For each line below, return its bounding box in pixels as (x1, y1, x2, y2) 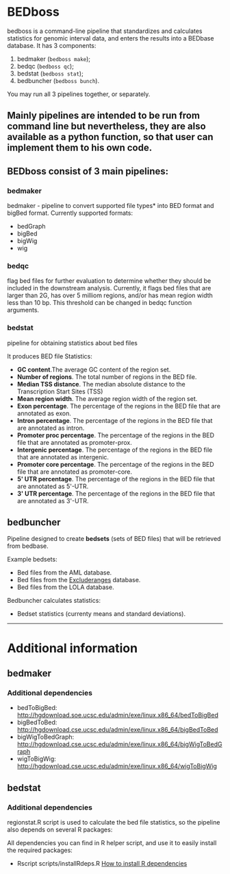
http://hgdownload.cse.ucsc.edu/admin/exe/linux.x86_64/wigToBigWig (16, 762, 218, 770)
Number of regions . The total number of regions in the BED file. (16, 372, 197, 381)
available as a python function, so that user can (7, 131, 214, 143)
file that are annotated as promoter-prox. (16, 438, 132, 446)
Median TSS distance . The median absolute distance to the (16, 380, 186, 388)
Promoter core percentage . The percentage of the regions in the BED (16, 460, 214, 468)
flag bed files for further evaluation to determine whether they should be (7, 277, 212, 285)
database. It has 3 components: (7, 41, 97, 49)
